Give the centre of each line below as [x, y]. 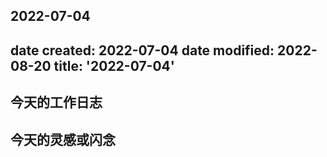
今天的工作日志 [56, 102]
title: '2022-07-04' [114, 65]
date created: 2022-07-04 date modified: [142, 50]
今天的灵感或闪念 [63, 139]
